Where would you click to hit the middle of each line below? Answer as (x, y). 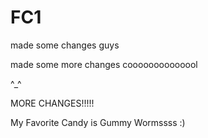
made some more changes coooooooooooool (104, 64)
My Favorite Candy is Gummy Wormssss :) (98, 122)
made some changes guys (65, 45)
